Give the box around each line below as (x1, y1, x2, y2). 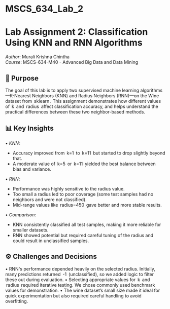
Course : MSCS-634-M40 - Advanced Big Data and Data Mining (5, 59, 139, 65)
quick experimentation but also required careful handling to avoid (5, 292, 142, 299)
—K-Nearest (5, 92, 31, 99)
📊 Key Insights (5, 124, 54, 133)
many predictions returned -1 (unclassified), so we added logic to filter (5, 271, 154, 277)
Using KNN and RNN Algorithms (5, 37, 143, 49)
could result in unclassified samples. (12, 238, 89, 244)
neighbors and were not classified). (12, 196, 87, 203)
